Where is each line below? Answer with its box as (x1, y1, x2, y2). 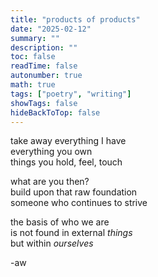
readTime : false (10, 61, 78, 71)
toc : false (10, 52, 56, 62)
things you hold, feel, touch (10, 156, 123, 168)
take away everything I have (10, 135, 127, 147)
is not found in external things (10, 227, 133, 239)
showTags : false (10, 98, 78, 108)
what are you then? (10, 176, 90, 188)
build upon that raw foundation (10, 186, 138, 198)
